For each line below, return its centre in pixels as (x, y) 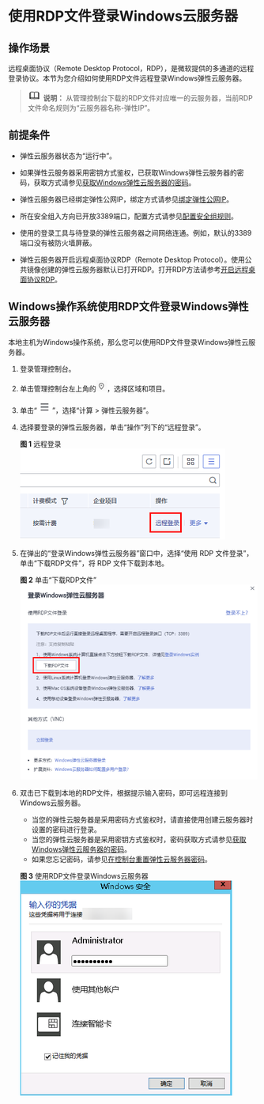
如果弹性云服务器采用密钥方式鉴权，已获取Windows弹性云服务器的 (128, 172)
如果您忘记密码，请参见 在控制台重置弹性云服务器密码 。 (121, 860)
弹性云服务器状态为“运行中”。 (68, 156)
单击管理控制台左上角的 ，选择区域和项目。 (94, 388)
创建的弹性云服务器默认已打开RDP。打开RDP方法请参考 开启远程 (145, 269)
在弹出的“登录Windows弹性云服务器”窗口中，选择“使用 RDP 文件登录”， (136, 553)
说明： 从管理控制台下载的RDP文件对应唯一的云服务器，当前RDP (148, 98)
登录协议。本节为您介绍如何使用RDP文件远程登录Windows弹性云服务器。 (127, 78)
